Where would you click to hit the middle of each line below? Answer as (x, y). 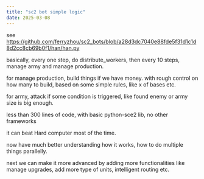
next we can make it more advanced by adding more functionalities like (96, 163)
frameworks (21, 121)
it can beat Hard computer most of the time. (61, 133)
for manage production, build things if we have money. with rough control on (102, 78)
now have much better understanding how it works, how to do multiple (95, 144)
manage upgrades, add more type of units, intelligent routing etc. (88, 169)
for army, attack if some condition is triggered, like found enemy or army (97, 96)
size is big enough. (30, 103)
